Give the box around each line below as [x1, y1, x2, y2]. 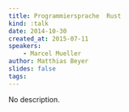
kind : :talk [8, 19, 49, 28]
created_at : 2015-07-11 [8, 34, 89, 43]
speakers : [8, 42, 42, 50]
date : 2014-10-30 [8, 27, 67, 35]
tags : [8, 72, 27, 80]
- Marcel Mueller [23, 50, 82, 58]
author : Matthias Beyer [8, 58, 89, 66]
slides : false [8, 65, 57, 73]
